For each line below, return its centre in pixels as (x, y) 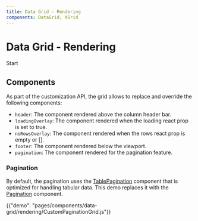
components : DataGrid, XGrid (42, 17)
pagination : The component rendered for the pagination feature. (94, 152)
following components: (34, 103)
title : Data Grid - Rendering (44, 12)
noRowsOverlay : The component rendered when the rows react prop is (100, 133)
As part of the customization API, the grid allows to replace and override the (99, 97)
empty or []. (29, 140)
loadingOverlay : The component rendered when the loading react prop (102, 121)
